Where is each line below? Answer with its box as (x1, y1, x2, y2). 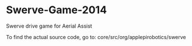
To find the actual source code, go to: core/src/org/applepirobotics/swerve (6, 33, 187, 40)
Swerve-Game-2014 (6, 3, 107, 17)
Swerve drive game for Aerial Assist (6, 22, 92, 29)
